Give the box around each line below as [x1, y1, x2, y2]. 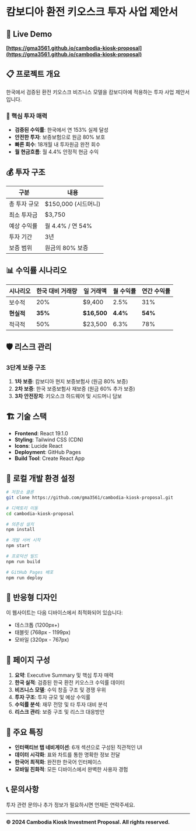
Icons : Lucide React [14, 442, 63, 449]
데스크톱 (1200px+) [14, 622, 60, 629]
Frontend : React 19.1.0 [14, 430, 68, 437]
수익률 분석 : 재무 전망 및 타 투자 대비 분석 [14, 701, 108, 708]
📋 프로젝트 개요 [6, 69, 60, 79]
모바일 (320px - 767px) [14, 636, 69, 643]
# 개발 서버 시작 [6, 537, 41, 543]
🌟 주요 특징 [6, 727, 44, 737]
